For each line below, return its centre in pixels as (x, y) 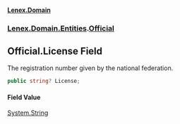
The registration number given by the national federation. (90, 68)
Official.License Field (55, 51)
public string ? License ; (44, 81)
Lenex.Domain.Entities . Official (61, 28)
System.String (28, 113)
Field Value (24, 97)
